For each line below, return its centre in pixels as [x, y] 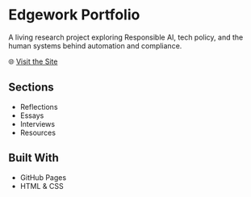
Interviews [37, 124]
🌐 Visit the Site [33, 61]
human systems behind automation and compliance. [95, 45]
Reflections [39, 107]
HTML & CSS [42, 186]
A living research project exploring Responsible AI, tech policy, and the [126, 37]
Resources [38, 132]
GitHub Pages [43, 177]
